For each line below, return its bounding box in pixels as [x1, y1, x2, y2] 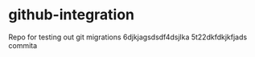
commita [8, 40, 38, 50]
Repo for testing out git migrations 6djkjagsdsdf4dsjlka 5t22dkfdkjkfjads [8, 32, 248, 42]
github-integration [8, 6, 135, 24]
